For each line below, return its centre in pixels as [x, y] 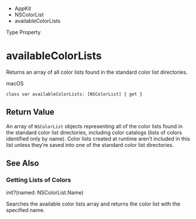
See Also [23, 163]
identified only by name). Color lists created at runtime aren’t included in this [98, 138]
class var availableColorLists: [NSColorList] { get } [74, 94]
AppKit [23, 8]
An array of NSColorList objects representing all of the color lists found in [94, 126]
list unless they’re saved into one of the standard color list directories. [90, 145]
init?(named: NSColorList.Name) [45, 193]
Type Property [23, 32]
